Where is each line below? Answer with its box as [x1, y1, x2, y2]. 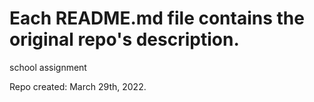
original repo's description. [9, 28, 240, 51]
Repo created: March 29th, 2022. [9, 80, 147, 92]
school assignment [9, 61, 87, 73]
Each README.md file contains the [9, 7, 305, 30]
